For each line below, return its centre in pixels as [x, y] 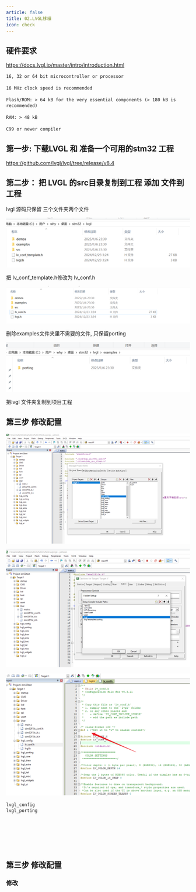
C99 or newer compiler [34, 129]
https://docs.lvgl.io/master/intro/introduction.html [65, 65]
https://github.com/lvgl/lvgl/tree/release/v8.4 [60, 163]
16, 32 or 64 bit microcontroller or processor [65, 77]
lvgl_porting [22, 811]
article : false [24, 12]
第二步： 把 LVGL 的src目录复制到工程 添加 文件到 [95, 183]
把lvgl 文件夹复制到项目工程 [39, 402]
